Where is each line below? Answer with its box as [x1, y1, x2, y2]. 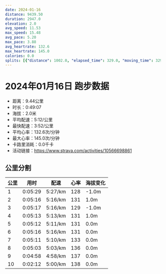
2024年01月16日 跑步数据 [5, 81, 110, 92]
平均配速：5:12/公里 [12, 117, 53, 123]
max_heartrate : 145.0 [5, 49, 50, 54]
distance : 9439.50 [5, 12, 43, 17]
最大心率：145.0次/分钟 [12, 135, 60, 141]
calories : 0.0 [5, 53, 35, 58]
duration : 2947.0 [5, 16, 41, 21]
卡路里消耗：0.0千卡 [12, 142, 54, 148]
